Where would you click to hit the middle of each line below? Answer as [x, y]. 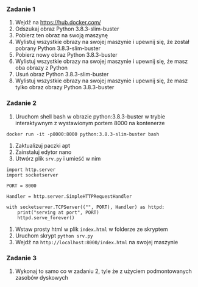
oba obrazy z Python [41, 68]
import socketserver [33, 175]
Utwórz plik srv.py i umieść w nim [58, 158]
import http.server [31, 170]
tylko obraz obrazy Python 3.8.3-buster [65, 87]
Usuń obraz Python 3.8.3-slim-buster [62, 74]
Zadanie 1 [21, 9]
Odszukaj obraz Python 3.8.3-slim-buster [67, 29]
